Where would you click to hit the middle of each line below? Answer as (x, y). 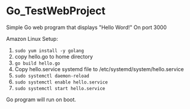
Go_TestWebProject (56, 11)
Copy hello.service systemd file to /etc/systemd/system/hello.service (99, 69)
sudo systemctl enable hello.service (61, 82)
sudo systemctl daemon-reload (52, 76)
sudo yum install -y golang (49, 51)
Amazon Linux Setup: (32, 39)
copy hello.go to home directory (54, 56)
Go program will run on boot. (41, 100)
